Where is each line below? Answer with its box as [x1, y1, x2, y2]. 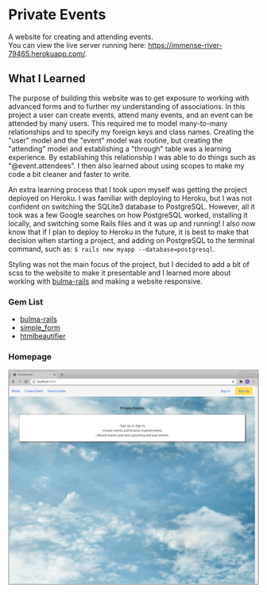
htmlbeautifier [19, 331, 66, 341]
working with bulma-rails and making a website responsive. [8, 276, 203, 286]
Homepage [8, 351, 52, 362]
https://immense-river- [148, 40, 222, 49]
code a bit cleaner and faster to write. [8, 169, 131, 178]
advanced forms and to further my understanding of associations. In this [8, 101, 246, 111]
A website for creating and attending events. [8, 32, 153, 41]
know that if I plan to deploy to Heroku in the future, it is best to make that [8, 227, 250, 237]
